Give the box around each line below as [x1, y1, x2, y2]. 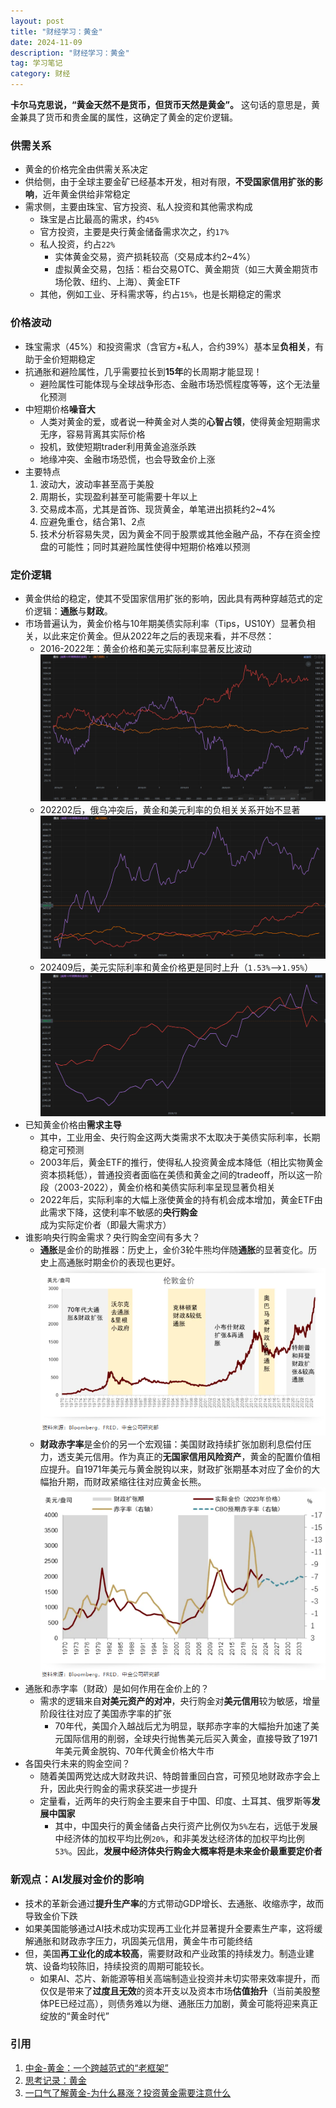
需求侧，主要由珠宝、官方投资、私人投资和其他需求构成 [24, 201, 253, 213]
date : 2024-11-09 [10, 37, 83, 47]
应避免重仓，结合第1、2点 [39, 515, 146, 527]
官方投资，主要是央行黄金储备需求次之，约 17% [39, 226, 230, 238]
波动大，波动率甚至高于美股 [39, 478, 155, 490]
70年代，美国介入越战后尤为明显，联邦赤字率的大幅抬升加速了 [54, 1720, 311, 1732]
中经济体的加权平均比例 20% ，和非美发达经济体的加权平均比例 [54, 1833, 305, 1845]
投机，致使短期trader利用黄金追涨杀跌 [39, 440, 197, 452]
